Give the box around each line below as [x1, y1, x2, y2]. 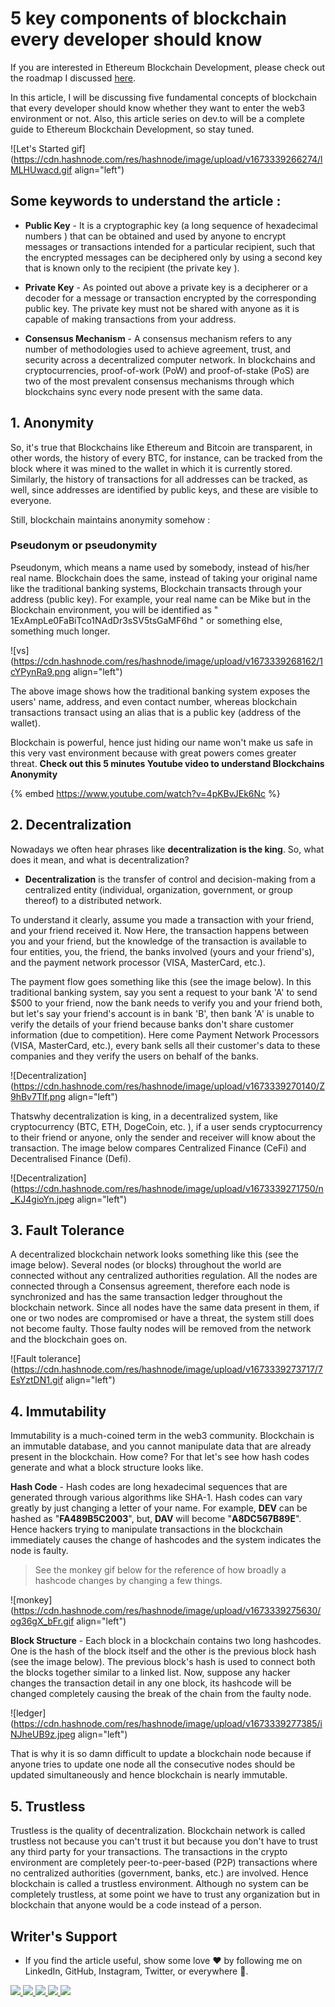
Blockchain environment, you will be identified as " [10, 603, 219, 616]
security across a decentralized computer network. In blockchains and [24, 353, 316, 366]
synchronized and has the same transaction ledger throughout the [10, 1291, 283, 1303]
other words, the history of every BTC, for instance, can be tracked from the [10, 452, 323, 464]
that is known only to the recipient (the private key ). [24, 262, 240, 274]
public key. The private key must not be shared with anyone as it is [24, 302, 300, 314]
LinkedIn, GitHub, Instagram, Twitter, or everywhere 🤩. [24, 1965, 249, 1977]
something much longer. [10, 625, 111, 637]
